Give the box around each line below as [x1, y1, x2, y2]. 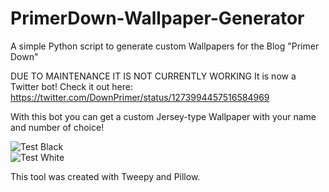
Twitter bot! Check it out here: [10, 80, 133, 92]
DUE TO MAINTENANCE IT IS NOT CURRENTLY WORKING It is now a [10, 70, 297, 82]
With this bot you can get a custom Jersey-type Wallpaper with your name [10, 110, 317, 122]
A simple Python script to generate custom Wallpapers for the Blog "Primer [10, 40, 320, 52]
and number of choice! [10, 121, 105, 133]
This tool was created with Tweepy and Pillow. [10, 170, 201, 182]
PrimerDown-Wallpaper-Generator [10, 7, 305, 30]
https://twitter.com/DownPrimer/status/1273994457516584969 [10, 91, 270, 103]
